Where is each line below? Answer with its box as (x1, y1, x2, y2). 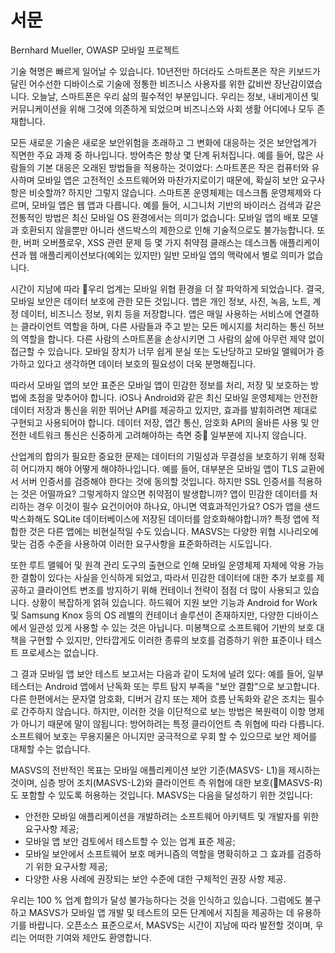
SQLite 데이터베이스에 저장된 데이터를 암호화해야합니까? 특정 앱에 (53, 512, 310, 525)
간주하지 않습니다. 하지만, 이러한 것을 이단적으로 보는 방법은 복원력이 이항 (20, 705, 307, 717)
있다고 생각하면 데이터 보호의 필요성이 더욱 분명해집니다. (36, 357, 257, 370)
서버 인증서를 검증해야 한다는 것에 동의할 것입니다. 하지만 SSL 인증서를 (20, 475, 296, 487)
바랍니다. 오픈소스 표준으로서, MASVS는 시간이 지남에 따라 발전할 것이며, (28, 919, 313, 931)
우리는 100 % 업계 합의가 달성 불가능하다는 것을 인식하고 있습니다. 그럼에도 (10, 894, 303, 906)
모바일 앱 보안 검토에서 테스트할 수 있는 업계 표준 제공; (24, 835, 236, 847)
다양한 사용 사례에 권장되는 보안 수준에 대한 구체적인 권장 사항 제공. (24, 872, 287, 885)
